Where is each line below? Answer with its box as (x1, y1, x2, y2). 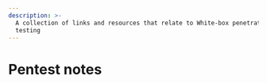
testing (15, 26, 41, 34)
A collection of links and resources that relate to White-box (15, 19, 229, 27)
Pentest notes (8, 60, 103, 78)
